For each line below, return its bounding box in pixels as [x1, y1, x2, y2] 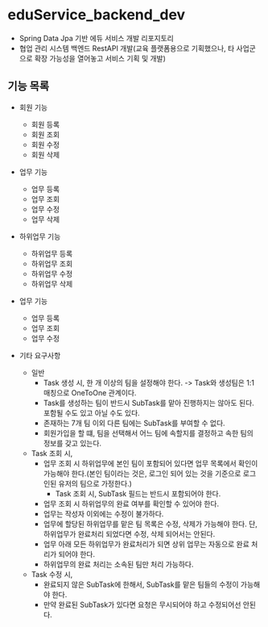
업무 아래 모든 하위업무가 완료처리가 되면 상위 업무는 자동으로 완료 [43, 539, 250, 549]
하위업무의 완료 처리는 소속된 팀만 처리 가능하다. [43, 559, 194, 569]
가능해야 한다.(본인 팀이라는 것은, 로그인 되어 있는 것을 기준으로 [43, 468, 241, 478]
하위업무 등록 [31, 249, 73, 258]
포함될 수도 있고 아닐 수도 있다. [43, 408, 140, 417]
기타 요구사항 [19, 350, 61, 360]
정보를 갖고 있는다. [43, 438, 102, 448]
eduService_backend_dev [7, 6, 186, 24]
